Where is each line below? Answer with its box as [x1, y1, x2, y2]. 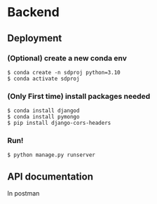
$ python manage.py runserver [7, 151, 96, 158]
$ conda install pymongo [7, 114, 80, 121]
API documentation [7, 170, 93, 182]
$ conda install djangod [7, 107, 80, 114]
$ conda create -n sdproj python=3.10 [7, 69, 121, 76]
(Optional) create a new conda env [7, 53, 128, 63]
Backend [7, 4, 60, 20]
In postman [7, 189, 40, 198]
